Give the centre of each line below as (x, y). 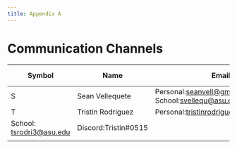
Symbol (41, 75)
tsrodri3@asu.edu (41, 132)
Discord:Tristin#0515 (113, 127)
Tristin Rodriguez (105, 112)
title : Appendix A (34, 14)
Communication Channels (85, 48)
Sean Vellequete (104, 96)
